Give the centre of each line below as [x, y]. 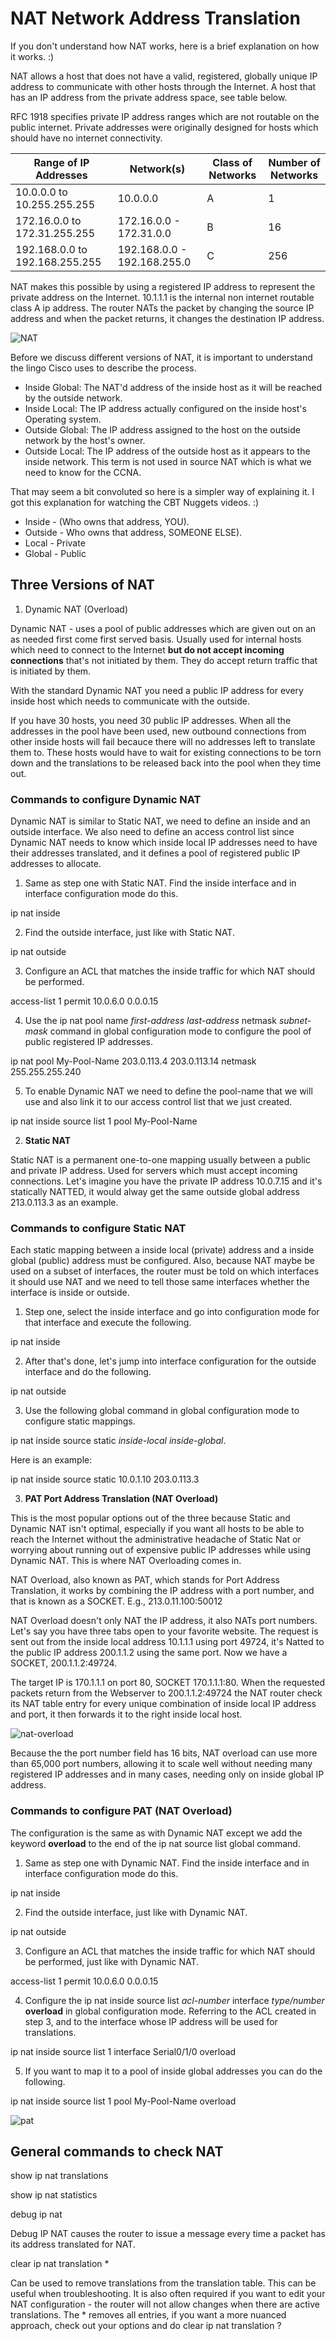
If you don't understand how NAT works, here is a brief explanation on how [165, 46]
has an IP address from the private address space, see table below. [149, 97]
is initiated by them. [51, 671]
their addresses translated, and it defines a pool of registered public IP [155, 853]
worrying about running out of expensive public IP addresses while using [160, 1550]
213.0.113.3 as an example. [64, 1203]
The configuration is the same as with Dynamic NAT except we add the [156, 1833]
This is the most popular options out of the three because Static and [150, 1518]
